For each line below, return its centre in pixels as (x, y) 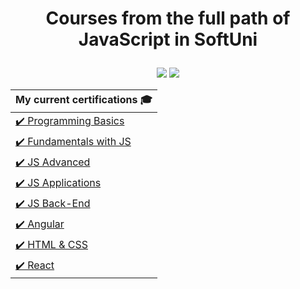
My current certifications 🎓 (84, 100)
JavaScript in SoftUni (168, 39)
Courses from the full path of (168, 18)
